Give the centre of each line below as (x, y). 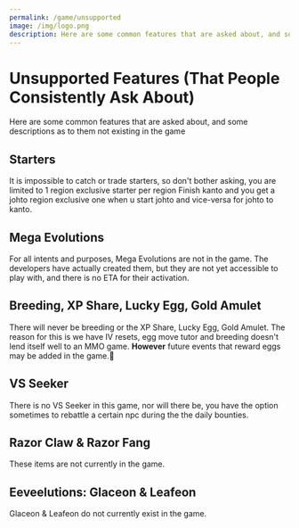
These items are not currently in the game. (87, 464)
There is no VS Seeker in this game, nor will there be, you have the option (144, 405)
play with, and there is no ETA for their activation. (99, 277)
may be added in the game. (59, 355)
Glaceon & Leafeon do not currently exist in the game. (108, 514)
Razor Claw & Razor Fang (80, 442)
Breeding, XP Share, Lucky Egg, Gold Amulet (135, 305)
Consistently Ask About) (102, 97)
